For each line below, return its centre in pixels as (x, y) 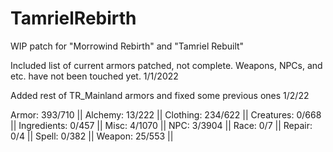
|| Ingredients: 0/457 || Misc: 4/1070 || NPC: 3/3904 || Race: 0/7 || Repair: (161, 125)
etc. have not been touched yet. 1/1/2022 (94, 76)
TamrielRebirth (73, 18)
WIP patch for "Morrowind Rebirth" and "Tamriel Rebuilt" (127, 46)
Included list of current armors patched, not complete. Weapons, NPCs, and (166, 65)
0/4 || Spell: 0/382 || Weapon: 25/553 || (92, 136)
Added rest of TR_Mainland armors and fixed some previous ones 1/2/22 (160, 95)
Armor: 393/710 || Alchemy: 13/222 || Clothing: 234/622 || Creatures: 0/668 (166, 114)
